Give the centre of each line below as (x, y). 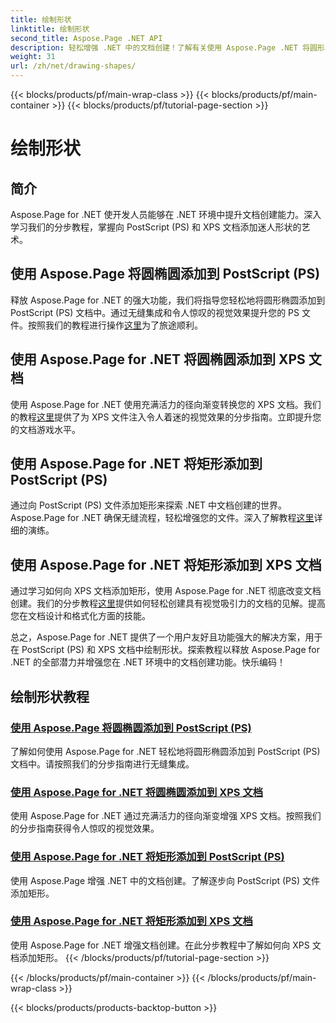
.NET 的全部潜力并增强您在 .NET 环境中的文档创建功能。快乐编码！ (148, 662)
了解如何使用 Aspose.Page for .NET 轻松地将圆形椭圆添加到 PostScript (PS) (165, 751)
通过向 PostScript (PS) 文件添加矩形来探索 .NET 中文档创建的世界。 (149, 505)
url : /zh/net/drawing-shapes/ (73, 66)
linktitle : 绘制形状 (50, 29)
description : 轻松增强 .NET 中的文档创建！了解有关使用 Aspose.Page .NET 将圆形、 (171, 47)
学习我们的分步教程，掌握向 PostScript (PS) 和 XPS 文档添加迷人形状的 (156, 227)
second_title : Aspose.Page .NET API (86, 38)
